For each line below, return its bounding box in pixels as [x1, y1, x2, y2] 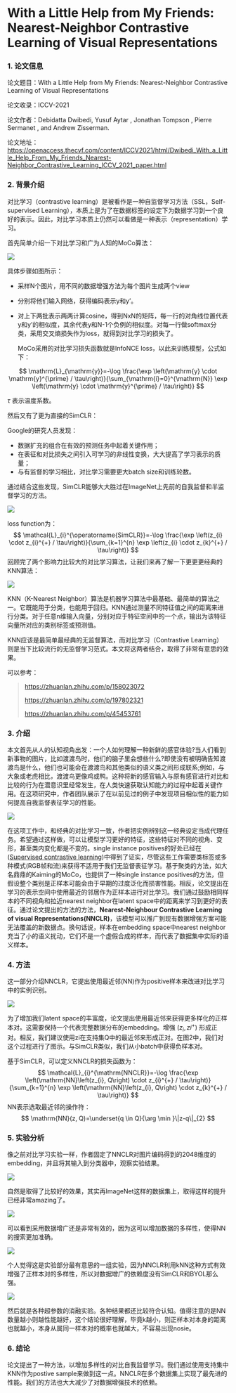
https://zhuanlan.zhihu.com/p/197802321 [24, 696, 144, 704]
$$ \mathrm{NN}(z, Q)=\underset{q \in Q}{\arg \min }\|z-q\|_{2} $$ [20, 1114, 216, 1122]
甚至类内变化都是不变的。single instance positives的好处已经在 [19, 844, 202, 853]
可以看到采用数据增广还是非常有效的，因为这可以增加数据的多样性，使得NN [7, 1224, 226, 1233]
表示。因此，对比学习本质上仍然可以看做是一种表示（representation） [19, 214, 222, 223]
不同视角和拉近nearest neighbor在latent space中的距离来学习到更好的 [19, 897, 222, 905]
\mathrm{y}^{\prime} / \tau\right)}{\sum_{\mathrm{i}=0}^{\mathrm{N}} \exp [8, 374, 228, 382]
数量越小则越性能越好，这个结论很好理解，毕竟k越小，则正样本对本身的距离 [7, 1316, 226, 1324]
